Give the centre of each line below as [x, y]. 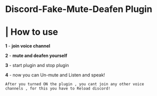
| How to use [32, 32]
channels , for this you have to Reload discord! [58, 88]
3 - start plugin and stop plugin [37, 65]
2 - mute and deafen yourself [36, 55]
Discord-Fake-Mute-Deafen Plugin [79, 9]
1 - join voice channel [28, 46]
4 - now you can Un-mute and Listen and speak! [55, 75]
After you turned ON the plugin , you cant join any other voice [74, 84]
